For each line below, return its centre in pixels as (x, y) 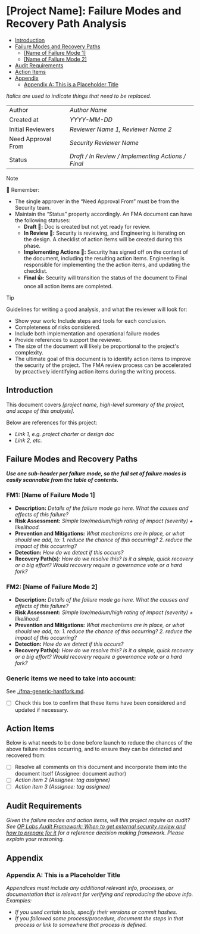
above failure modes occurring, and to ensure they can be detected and (94, 749)
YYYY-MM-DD (91, 119)
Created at (24, 119)
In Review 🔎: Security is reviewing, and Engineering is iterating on (104, 233)
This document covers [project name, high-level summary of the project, (96, 404)
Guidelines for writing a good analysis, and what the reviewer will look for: (97, 309)
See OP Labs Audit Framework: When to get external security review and (96, 827)
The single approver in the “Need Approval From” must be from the (97, 201)
